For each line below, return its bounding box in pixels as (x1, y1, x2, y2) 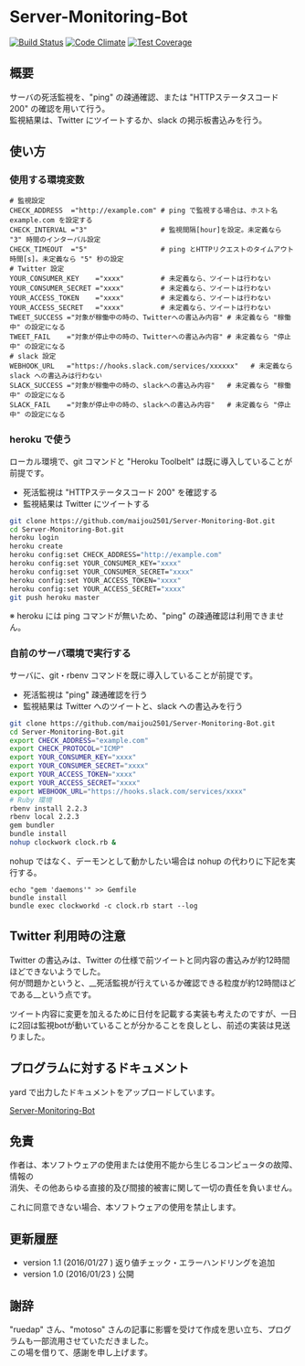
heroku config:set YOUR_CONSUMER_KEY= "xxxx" (9, 559, 182, 568)
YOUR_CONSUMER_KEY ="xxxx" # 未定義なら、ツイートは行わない (9, 274, 271, 284)
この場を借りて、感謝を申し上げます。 (9, 1347, 152, 1358)
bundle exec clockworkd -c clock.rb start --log (9, 901, 198, 910)
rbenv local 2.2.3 (9, 812, 79, 822)
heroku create (9, 542, 64, 551)
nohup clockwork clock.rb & (9, 838, 117, 847)
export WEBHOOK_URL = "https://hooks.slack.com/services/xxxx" (9, 787, 247, 796)
